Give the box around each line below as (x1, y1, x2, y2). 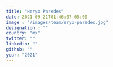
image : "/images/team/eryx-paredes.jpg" (6, 19, 109, 25)
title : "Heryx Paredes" (6, 8, 64, 15)
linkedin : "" (6, 41, 38, 47)
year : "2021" (6, 52, 38, 58)
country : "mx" (6, 30, 41, 36)
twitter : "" (6, 36, 35, 41)
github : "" (6, 47, 33, 52)
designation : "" (6, 24, 49, 31)
